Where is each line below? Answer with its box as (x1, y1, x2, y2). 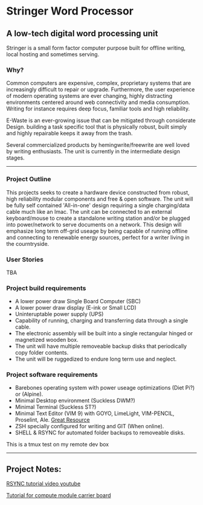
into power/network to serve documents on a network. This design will (6, 220, 182, 228)
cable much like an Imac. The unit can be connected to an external (6, 208, 172, 215)
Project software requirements (6, 370, 98, 379)
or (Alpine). (14, 391, 43, 398)
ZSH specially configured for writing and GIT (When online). (14, 423, 164, 430)
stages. (6, 154, 25, 161)
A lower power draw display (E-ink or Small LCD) (14, 304, 137, 312)
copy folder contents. (14, 349, 69, 356)
